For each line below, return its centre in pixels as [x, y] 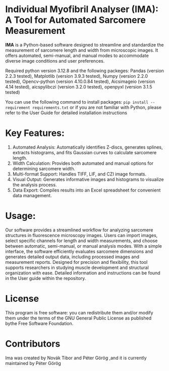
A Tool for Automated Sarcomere [76, 20]
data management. [32, 195]
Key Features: [35, 133]
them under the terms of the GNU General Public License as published [78, 318]
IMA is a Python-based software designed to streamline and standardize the [84, 44]
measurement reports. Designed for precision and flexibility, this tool [76, 262]
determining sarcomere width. [44, 168]
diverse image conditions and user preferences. [55, 61]
